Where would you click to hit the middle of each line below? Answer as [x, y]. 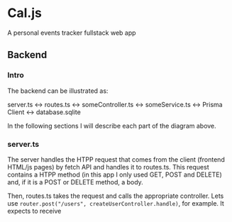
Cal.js [25, 13]
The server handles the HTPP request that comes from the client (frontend [116, 159]
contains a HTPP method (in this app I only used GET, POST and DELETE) [115, 174]
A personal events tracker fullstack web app [72, 33]
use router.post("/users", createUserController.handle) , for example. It [116, 203]
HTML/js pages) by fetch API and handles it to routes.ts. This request [108, 167]
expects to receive [34, 211]
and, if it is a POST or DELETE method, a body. [75, 182]
